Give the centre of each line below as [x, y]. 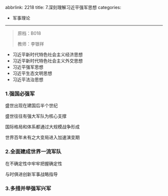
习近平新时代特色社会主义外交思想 [47, 61]
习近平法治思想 [28, 79]
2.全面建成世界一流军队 [33, 151]
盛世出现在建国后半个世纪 [31, 105]
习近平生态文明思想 [32, 73]
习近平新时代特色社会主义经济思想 [47, 54]
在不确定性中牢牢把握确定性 [34, 163]
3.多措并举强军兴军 [28, 188]
